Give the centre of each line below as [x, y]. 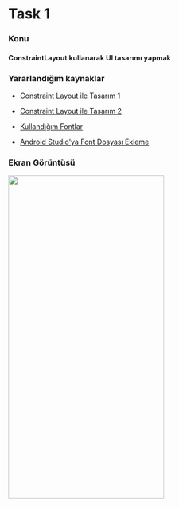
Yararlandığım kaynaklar [56, 78]
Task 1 [29, 14]
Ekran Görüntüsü [42, 162]
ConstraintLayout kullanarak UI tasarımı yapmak [89, 57]
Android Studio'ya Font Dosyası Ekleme [84, 142]
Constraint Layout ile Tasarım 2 [70, 111]
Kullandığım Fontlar [51, 127]
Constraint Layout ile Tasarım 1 [70, 96]
